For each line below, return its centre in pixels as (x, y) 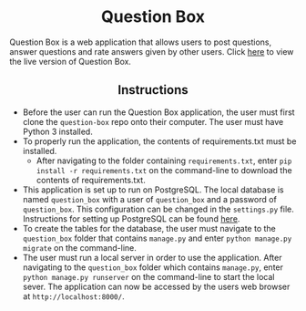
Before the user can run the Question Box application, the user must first (158, 112)
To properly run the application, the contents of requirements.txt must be (159, 141)
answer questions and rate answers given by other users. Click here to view (152, 51)
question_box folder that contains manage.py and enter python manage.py (157, 238)
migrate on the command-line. (79, 247)
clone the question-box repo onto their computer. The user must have (153, 121)
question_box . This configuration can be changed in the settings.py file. (158, 209)
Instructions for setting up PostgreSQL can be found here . (131, 218)
